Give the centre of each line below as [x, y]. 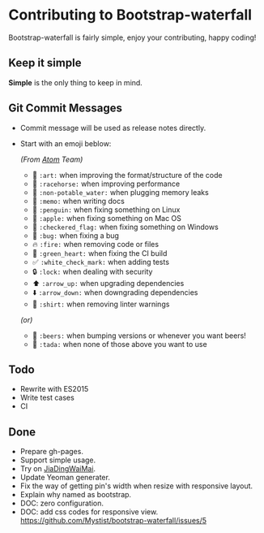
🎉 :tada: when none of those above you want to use [120, 344]
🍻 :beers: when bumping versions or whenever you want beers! [139, 336]
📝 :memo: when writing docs [79, 201]
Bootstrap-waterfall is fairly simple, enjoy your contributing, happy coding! [132, 37]
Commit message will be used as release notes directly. [113, 128]
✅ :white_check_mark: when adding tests [101, 262]
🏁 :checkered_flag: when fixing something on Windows [125, 227]
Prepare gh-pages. [51, 452]
